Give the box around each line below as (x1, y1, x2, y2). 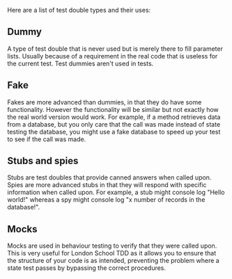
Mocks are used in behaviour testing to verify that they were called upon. (7, 241, 217, 250)
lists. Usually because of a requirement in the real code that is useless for (7, 51, 218, 60)
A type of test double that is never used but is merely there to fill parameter (7, 45, 223, 53)
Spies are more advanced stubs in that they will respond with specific (7, 181, 207, 189)
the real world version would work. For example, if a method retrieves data (7, 113, 221, 121)
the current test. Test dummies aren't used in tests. (7, 59, 154, 67)
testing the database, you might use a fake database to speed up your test (7, 127, 221, 136)
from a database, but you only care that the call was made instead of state (7, 120, 221, 128)
